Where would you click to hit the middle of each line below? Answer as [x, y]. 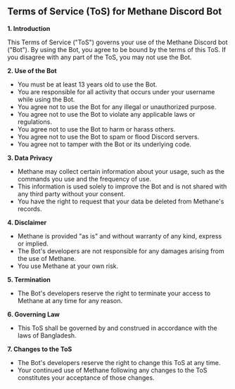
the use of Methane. [47, 258]
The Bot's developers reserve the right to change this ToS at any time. [119, 362]
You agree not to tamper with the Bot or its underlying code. [104, 144]
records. [30, 209]
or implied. [33, 243]
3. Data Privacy [30, 158]
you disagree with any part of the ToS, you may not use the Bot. [100, 57]
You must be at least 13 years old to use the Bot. [87, 84]
